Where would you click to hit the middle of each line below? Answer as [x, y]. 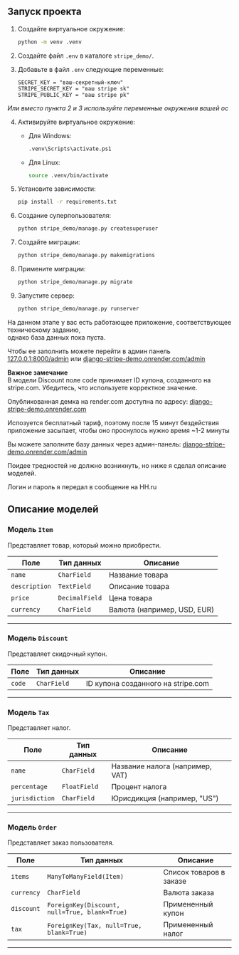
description [31, 586]
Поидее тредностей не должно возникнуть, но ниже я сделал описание [117, 465]
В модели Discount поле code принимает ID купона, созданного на [109, 380]
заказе [175, 881]
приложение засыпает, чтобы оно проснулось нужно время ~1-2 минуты [118, 430]
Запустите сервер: [46, 296]
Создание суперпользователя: [64, 216]
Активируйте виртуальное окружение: [76, 122]
